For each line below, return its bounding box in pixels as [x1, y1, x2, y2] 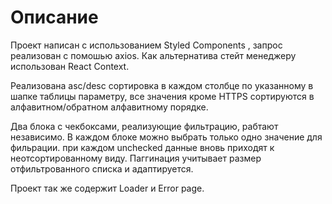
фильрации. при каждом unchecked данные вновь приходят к [10, 141, 275, 153]
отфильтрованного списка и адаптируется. [10, 162, 194, 175]
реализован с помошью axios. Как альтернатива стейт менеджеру [10, 49, 297, 61]
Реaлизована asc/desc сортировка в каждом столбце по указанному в [10, 79, 314, 91]
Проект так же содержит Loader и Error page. [10, 182, 205, 194]
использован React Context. [10, 60, 130, 72]
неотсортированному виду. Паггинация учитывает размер [10, 152, 262, 164]
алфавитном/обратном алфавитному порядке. [10, 101, 209, 113]
